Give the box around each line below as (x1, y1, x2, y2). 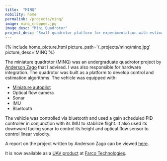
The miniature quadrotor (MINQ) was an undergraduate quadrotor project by (5, 59, 162, 65)
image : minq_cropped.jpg (5, 21, 57, 26)
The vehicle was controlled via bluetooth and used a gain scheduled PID (5, 115, 153, 121)
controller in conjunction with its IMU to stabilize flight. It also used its (5, 120, 148, 126)
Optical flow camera (12, 90, 54, 95)
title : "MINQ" (5, 7, 37, 12)
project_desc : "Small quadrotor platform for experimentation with (5, 30, 148, 35)
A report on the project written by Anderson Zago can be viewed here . (5, 141, 149, 147)
